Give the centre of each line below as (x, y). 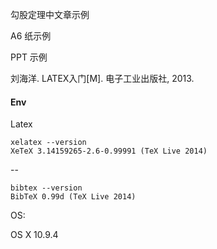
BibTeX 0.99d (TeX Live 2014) (73, 197)
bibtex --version (46, 188)
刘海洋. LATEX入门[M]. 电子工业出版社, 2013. (102, 78)
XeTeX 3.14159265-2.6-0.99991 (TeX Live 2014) (109, 151)
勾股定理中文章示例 (50, 14)
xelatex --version (48, 143)
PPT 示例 (29, 57)
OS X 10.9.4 (34, 235)
